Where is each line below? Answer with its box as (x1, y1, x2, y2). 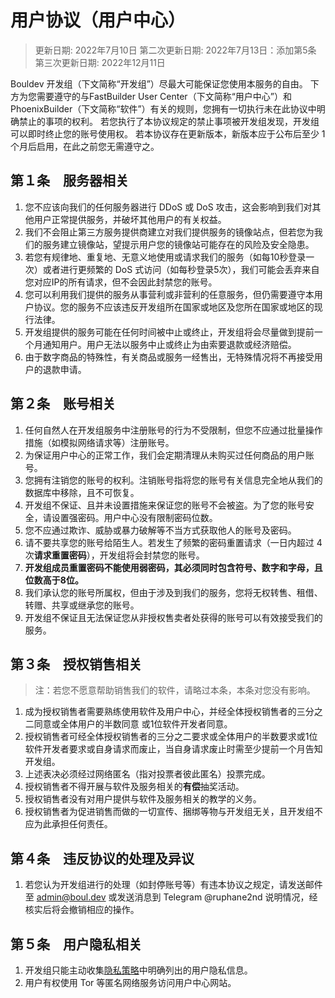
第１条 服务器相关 (10, 172, 129, 190)
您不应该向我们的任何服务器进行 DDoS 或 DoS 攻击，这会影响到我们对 (24, 201, 313, 213)
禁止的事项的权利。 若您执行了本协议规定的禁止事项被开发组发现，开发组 (18, 115, 320, 127)
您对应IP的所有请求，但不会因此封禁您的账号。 (24, 276, 218, 288)
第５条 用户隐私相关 (10, 936, 142, 953)
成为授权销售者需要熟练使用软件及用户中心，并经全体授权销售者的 (24, 706, 297, 718)
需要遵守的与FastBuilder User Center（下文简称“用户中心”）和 (36, 90, 292, 102)
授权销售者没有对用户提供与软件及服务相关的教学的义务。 (24, 793, 262, 805)
